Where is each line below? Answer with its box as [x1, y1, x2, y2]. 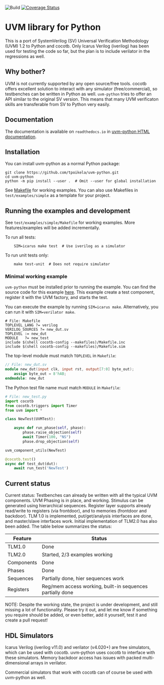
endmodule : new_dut [5, 376, 45, 381]
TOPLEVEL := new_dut [5, 331, 47, 337]
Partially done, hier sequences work [41, 575, 124, 582]
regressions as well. [5, 53, 45, 59]
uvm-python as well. [5, 674, 46, 680]
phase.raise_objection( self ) [22, 430, 82, 435]
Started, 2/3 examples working [41, 551, 113, 558]
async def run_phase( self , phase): [14, 426, 86, 430]
